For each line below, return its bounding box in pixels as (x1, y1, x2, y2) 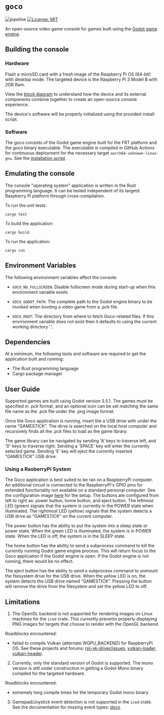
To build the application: (5, 220, 54, 226)
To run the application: (5, 238, 50, 244)
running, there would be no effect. (5, 559, 74, 564)
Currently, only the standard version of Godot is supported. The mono (12, 660, 153, 666)
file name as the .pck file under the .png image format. (5, 409, 115, 414)
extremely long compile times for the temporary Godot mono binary (12, 689, 149, 695)
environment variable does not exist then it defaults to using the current (12, 318, 157, 324)
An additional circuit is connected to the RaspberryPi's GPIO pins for (5, 482, 143, 488)
